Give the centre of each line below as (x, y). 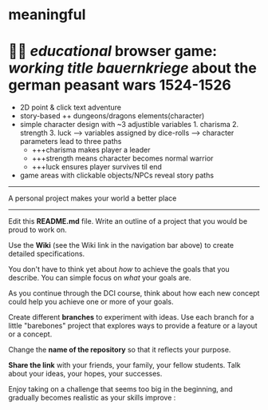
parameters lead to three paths (71, 141)
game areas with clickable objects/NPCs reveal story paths (116, 175)
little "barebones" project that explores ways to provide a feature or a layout (133, 326)
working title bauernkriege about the (132, 68)
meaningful (47, 15)
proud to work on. (37, 230)
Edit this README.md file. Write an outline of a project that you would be (128, 221)
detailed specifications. (47, 254)
